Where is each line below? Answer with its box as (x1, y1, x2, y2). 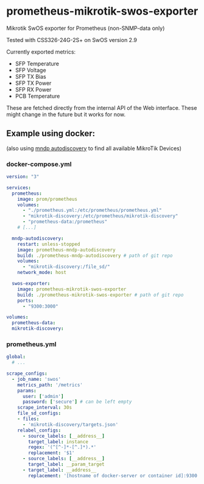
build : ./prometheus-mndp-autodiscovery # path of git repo (17, 252, 173, 259)
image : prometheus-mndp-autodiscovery (17, 247, 116, 253)
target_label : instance (28, 438, 88, 445)
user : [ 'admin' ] (22, 393, 64, 399)
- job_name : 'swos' (12, 376, 62, 382)
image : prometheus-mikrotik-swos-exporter (17, 286, 127, 292)
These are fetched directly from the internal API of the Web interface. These (6, 104, 197, 111)
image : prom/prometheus (17, 196, 78, 202)
